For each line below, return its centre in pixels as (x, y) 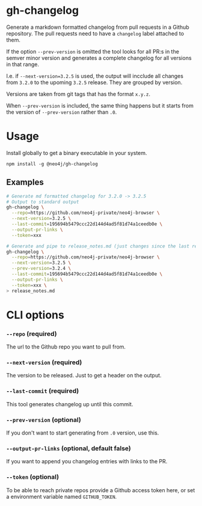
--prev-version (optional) (44, 419)
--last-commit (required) (43, 391)
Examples (25, 182)
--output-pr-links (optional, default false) (69, 448)
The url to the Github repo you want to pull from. (66, 347)
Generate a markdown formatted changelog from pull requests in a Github (98, 27)
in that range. (23, 64)
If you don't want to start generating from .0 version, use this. (83, 433)
